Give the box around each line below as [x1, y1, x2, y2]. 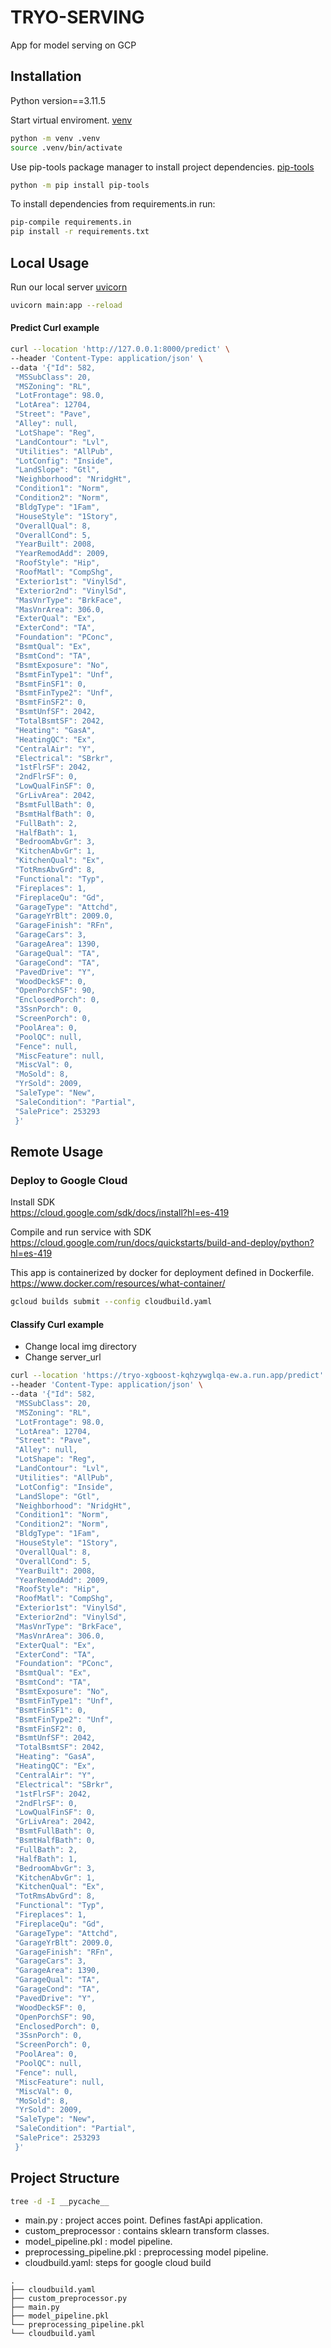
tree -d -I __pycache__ [10, 2196, 110, 2206]
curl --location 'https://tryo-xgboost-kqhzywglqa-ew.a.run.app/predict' [10, 1371, 325, 1381]
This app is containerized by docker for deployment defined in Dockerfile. [10, 1267, 315, 1279]
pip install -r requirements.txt [10, 227, 150, 237]
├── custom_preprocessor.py [10, 2294, 128, 2304]
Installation [10, 68, 82, 85]
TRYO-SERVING [10, 6, 145, 29]
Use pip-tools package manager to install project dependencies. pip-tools [10, 161, 315, 173]
